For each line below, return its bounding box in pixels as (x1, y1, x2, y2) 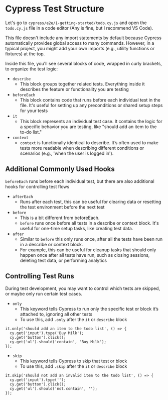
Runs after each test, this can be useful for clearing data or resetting (20, 198, 161, 205)
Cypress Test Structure (5, 3, 104, 15)
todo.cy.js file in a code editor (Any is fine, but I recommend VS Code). (5, 25, 153, 31)
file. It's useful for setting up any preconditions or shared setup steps (20, 102, 163, 108)
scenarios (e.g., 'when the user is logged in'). (20, 150, 114, 156)
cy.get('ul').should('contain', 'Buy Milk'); (10, 339, 107, 344)
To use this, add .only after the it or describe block (20, 316, 127, 322)
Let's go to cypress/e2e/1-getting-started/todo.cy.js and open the (5, 20, 147, 26)
